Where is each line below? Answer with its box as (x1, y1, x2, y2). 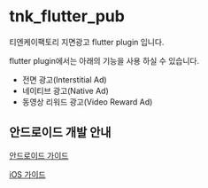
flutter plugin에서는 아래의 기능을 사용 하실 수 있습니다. (9, 55, 200, 66)
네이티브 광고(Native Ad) (21, 85, 109, 96)
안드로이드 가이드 (9, 150, 69, 161)
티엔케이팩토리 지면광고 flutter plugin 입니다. (9, 36, 165, 47)
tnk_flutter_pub (9, 6, 126, 27)
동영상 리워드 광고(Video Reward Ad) (21, 96, 153, 107)
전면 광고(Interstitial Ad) (21, 74, 108, 85)
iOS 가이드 (9, 168, 46, 179)
